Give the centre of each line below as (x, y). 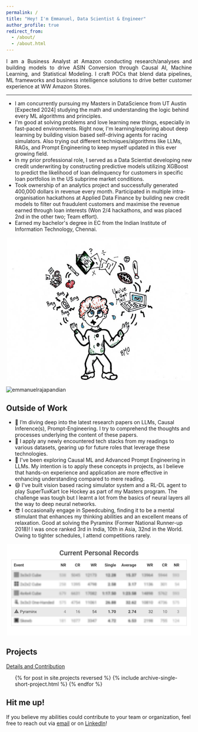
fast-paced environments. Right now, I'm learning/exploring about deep (101, 128)
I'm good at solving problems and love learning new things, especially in (102, 122)
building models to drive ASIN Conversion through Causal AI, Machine (99, 67)
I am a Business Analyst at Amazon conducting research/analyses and (99, 61)
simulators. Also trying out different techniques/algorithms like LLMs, (98, 141)
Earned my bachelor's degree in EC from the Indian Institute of (90, 223)
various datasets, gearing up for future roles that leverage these (92, 447)
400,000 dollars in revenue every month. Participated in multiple (93, 191)
